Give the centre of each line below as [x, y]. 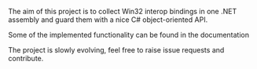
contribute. [26, 58]
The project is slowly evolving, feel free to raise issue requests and [116, 50]
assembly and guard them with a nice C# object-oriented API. [108, 20]
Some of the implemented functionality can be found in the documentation [129, 35]
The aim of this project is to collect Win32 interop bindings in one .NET [123, 11]
